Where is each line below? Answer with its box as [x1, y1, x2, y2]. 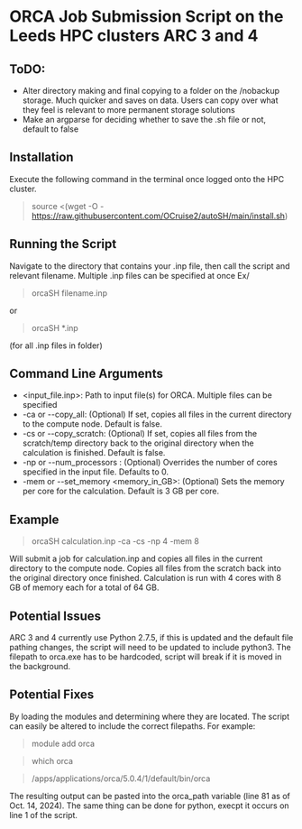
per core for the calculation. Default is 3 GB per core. [22, 485, 220, 497]
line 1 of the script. [9, 809, 78, 820]
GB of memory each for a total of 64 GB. [9, 582, 160, 593]
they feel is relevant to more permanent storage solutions [22, 105, 236, 115]
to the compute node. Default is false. [22, 419, 162, 429]
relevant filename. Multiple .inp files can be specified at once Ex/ [9, 270, 250, 281]
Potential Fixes [9, 687, 95, 703]
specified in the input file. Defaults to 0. [22, 466, 169, 477]
